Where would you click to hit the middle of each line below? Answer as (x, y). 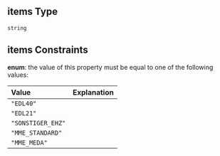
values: (18, 75)
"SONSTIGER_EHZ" (38, 123)
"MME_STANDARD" (37, 132)
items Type (33, 12)
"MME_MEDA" (29, 142)
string (17, 28)
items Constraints (48, 50)
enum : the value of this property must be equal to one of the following (110, 67)
